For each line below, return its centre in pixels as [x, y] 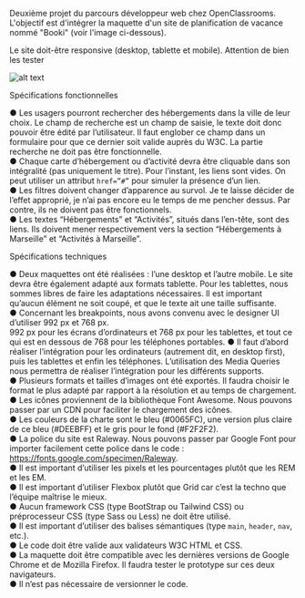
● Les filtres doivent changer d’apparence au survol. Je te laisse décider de [152, 190]
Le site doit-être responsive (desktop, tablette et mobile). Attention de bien [149, 50]
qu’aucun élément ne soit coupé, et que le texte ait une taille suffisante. [143, 303]
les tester [27, 60]
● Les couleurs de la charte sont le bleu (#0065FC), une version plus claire [151, 419]
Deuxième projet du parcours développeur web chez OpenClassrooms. [142, 13]
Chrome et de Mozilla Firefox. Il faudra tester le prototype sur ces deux [142, 565]
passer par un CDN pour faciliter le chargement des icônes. [121, 410]
